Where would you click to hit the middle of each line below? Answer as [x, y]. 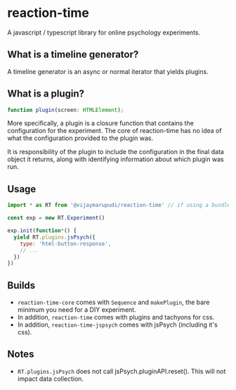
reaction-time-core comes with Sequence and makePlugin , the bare [113, 302]
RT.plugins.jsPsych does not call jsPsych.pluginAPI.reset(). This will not [122, 371]
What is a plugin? [46, 94]
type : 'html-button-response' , [66, 244]
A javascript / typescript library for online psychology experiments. [104, 32]
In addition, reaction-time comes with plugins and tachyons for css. [116, 317]
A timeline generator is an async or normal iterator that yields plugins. [108, 71]
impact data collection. [51, 379]
